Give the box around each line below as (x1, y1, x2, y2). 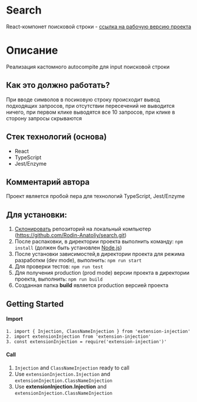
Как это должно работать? (6, 80, 110, 90)
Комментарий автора (6, 177, 90, 187)
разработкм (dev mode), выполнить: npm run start (14, 257, 142, 264)
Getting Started (6, 299, 64, 309)
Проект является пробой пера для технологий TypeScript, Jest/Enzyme (6, 193, 185, 200)
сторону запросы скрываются (6, 114, 82, 121)
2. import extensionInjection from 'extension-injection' (6, 334, 151, 340)
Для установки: (6, 210, 68, 220)
